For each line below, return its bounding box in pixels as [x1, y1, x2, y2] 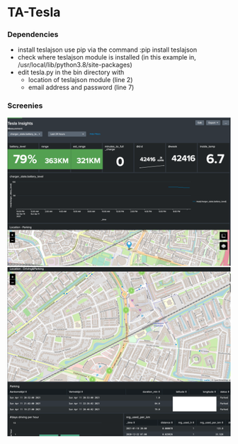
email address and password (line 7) [28, 83, 135, 92]
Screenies [7, 101, 43, 110]
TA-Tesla [7, 4, 61, 21]
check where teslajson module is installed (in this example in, [17, 53, 196, 62]
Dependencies [7, 30, 59, 40]
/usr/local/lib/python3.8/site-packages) [17, 61, 132, 69]
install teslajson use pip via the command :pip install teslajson [17, 45, 198, 54]
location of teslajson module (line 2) [28, 76, 133, 84]
